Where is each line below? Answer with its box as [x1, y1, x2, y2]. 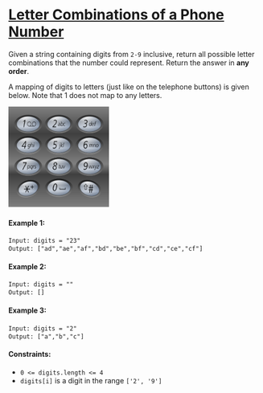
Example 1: [8, 218, 46, 227]
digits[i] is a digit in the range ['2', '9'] [19, 375, 162, 385]
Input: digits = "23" [8, 237, 81, 245]
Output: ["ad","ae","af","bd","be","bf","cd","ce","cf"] [8, 245, 203, 253]
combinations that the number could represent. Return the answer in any [8, 58, 249, 68]
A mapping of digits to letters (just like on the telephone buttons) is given [8, 82, 249, 92]
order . [8, 66, 30, 76]
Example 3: [8, 305, 47, 315]
